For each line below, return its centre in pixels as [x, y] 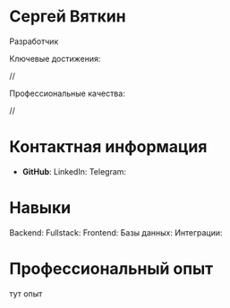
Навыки [40, 208]
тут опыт [26, 294]
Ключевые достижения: [55, 58]
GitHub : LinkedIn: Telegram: [74, 171]
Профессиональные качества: [67, 93]
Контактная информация [108, 147]
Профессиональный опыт [111, 269]
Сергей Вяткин [68, 17]
